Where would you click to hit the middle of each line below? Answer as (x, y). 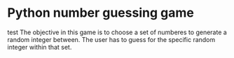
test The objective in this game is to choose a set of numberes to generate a (117, 32)
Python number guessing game (101, 13)
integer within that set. (40, 47)
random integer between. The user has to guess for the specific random (111, 39)
